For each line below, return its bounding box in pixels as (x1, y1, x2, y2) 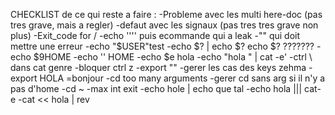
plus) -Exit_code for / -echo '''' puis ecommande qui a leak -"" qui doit (10, 30, 301, 41)
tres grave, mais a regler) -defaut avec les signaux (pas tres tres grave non (10, 19, 319, 31)
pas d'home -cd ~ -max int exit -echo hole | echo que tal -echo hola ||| (10, 83, 303, 94)
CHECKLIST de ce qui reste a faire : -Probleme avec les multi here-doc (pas (10, 9, 323, 20)
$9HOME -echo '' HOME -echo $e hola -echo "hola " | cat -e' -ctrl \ (33, 51, 313, 63)
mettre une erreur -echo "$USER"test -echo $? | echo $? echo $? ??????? (10, 40, 315, 52)
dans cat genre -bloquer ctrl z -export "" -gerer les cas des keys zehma (10, 62, 307, 73)
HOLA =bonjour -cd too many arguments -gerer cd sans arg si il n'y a (39, 72, 326, 84)
